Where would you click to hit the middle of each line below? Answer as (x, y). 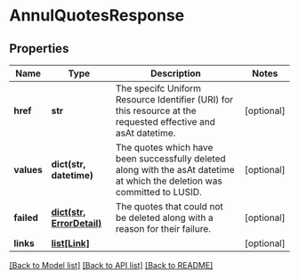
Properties (39, 49)
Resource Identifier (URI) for (174, 99)
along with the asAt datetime (175, 170)
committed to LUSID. (158, 192)
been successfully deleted (170, 159)
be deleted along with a (164, 217)
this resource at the (156, 111)
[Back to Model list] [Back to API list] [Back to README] (111, 265)
